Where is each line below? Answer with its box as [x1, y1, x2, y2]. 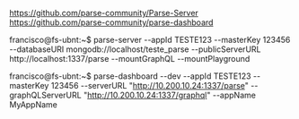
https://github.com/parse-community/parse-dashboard [9, 17, 214, 28]
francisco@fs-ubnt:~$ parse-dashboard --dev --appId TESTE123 [9, 71, 251, 81]
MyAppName [9, 99, 58, 110]
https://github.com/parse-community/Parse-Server [9, 8, 199, 18]
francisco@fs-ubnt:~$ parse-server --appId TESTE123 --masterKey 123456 [9, 35, 291, 45]
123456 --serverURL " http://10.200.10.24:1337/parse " [50, 81, 250, 90]
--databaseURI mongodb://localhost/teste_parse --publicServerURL [9, 44, 261, 55]
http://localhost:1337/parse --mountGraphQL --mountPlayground [9, 54, 251, 64]
